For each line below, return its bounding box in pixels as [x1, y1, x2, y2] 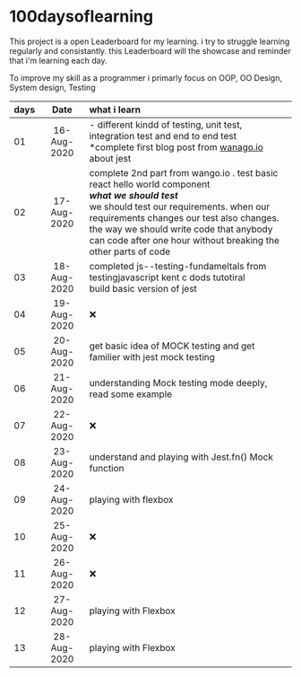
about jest [89, 152, 132, 164]
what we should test [89, 189, 179, 201]
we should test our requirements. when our [89, 200, 271, 213]
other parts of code [89, 245, 171, 258]
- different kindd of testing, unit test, [89, 119, 243, 131]
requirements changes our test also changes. [89, 211, 279, 224]
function [89, 462, 125, 474]
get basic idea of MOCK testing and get [89, 339, 255, 352]
